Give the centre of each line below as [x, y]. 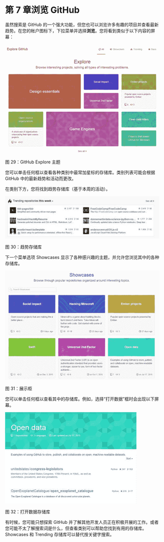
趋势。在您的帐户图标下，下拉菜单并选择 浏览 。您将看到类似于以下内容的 [78, 30]
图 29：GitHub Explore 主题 [33, 162]
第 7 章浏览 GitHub [42, 10]
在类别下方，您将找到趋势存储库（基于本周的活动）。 [58, 189]
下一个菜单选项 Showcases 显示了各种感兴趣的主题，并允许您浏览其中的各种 [82, 258]
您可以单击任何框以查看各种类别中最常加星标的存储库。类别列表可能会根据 [80, 172]
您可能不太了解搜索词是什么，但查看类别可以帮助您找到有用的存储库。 [76, 528]
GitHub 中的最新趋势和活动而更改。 [41, 178]
